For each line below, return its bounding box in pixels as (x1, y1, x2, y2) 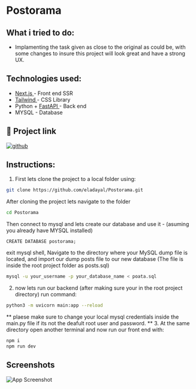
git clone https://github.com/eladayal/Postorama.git (6, 187, 144, 193)
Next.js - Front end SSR (14, 90, 73, 97)
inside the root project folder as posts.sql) (6, 262, 110, 269)
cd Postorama (6, 210, 39, 216)
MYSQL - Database (14, 109, 63, 116)
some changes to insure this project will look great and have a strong (14, 50, 186, 57)
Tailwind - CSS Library (14, 96, 71, 103)
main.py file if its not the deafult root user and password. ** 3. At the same (6, 319, 190, 326)
